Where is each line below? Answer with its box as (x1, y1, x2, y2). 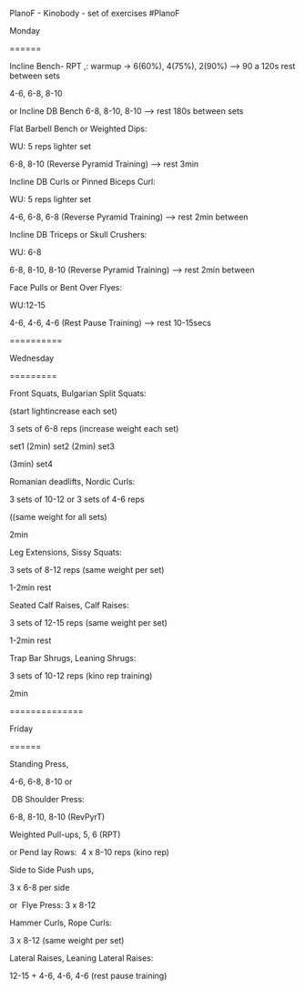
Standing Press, (9, 759, 69, 769)
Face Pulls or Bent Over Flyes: (9, 282, 123, 292)
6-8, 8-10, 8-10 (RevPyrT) (9, 811, 106, 822)
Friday (9, 723, 34, 734)
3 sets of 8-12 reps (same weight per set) (9, 565, 165, 575)
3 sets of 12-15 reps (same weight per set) (9, 617, 168, 628)
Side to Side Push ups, (9, 864, 94, 875)
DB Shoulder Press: (11, 794, 85, 804)
